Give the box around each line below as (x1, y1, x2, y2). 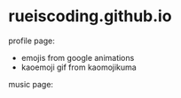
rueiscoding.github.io (8, 6, 172, 26)
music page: (8, 79, 54, 89)
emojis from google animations (20, 52, 135, 63)
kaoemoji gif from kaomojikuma (20, 62, 137, 72)
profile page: (8, 35, 55, 46)
